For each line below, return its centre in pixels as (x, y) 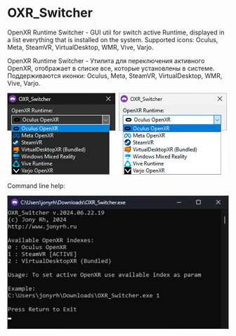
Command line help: (36, 186)
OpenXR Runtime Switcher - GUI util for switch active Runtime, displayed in (116, 32)
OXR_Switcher (50, 13)
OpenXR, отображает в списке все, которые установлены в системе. (111, 68)
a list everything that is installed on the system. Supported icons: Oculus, (113, 39)
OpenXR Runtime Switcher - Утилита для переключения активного (106, 60)
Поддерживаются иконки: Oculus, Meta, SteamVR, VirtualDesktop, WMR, (115, 76)
